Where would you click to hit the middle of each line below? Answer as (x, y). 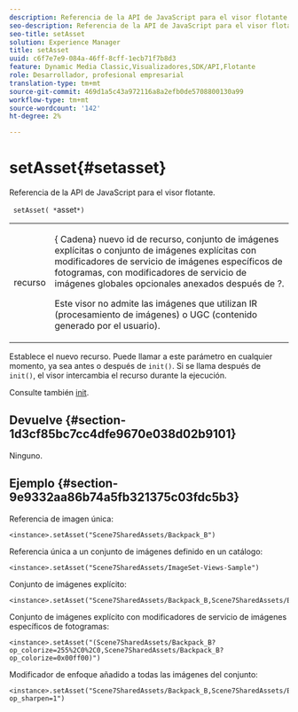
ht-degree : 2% (35, 116)
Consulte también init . (49, 393)
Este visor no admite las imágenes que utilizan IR (156, 304)
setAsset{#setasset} (88, 168)
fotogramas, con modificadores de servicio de (150, 273)
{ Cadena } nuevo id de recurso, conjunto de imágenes (167, 239)
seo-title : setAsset (47, 34)
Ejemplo (32, 484)
